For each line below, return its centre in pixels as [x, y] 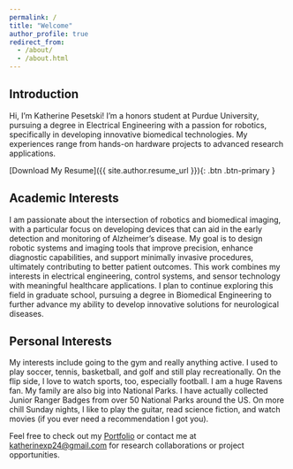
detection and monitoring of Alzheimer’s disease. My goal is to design [136, 238]
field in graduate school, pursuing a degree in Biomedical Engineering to [140, 295]
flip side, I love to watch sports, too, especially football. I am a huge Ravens [146, 381]
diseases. [26, 313]
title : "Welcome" [41, 26]
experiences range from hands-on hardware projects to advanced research [146, 143]
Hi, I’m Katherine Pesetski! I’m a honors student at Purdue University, [134, 115]
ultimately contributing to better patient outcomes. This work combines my [145, 266]
